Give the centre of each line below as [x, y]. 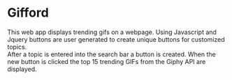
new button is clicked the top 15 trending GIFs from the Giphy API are [107, 61]
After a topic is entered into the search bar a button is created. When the [111, 54]
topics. [17, 47]
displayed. [22, 69]
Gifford [28, 13]
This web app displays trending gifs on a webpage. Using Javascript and [112, 32]
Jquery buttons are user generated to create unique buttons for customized [116, 39]
